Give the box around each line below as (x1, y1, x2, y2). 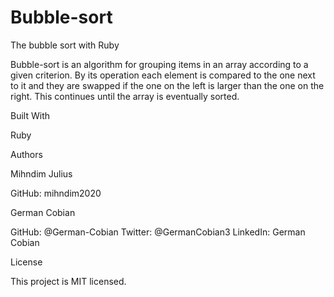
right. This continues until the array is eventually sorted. (10, 90, 240, 102)
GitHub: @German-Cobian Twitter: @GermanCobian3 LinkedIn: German (10, 226, 306, 238)
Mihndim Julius (10, 167, 73, 180)
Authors (10, 148, 43, 160)
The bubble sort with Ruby (10, 39, 120, 51)
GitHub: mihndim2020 (10, 187, 102, 199)
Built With (10, 109, 50, 121)
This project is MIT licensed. (10, 275, 127, 287)
